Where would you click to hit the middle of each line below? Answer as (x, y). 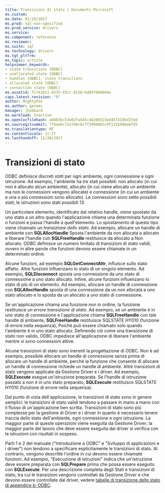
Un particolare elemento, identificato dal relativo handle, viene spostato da (81, 212)
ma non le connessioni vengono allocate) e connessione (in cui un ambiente (82, 192)
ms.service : (17, 33)
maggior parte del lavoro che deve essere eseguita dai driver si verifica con (82, 429)
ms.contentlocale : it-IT (31, 134)
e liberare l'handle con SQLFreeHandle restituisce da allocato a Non (74, 238)
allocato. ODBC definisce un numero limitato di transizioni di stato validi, (78, 244)
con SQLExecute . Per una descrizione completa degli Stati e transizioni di (80, 470)
